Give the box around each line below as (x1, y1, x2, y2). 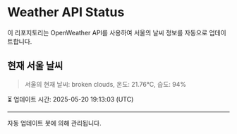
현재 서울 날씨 (7, 60, 63, 72)
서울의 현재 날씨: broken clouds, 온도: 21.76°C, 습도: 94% (24, 80, 187, 88)
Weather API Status (7, 4, 125, 20)
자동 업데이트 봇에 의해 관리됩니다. (7, 118, 102, 127)
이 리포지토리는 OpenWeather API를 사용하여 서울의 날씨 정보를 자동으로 (7, 28, 208, 37)
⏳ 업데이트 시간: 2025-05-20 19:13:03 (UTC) (7, 95, 134, 103)
